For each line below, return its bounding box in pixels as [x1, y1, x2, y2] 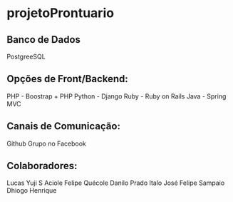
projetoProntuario [6, 5, 115, 21]
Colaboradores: [6, 160, 78, 172]
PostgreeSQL [6, 52, 46, 61]
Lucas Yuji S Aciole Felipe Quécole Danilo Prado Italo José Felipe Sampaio [6, 178, 225, 187]
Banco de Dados [6, 34, 81, 46]
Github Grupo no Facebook [6, 139, 86, 148]
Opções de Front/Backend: [6, 73, 129, 85]
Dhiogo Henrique [6, 186, 57, 195]
